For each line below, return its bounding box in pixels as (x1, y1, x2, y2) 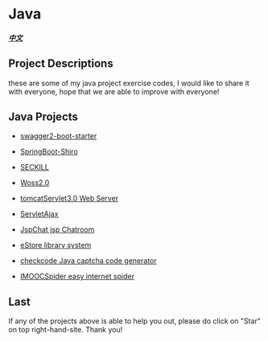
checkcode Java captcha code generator (19, 256, 157, 266)
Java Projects (8, 109, 79, 123)
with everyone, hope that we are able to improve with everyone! (8, 86, 220, 97)
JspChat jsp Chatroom (19, 225, 95, 234)
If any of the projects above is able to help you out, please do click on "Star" (8, 316, 262, 326)
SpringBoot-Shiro (19, 146, 78, 157)
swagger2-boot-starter (19, 131, 97, 141)
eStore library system (19, 241, 92, 250)
